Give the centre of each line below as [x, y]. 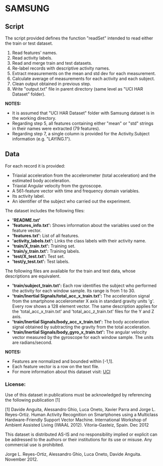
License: [15, 384]
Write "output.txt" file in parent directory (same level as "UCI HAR [77, 89]
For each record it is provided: [35, 166]
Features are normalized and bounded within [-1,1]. [63, 361]
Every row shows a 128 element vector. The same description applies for [85, 306]
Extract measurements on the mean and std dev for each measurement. [84, 73]
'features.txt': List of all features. [46, 235]
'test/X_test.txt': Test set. [38, 256]
